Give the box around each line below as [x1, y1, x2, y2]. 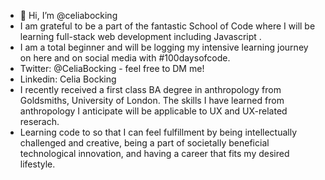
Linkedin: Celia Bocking [19, 73, 117, 85]
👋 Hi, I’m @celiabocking [19, 10, 118, 21]
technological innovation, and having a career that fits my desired [19, 148, 290, 159]
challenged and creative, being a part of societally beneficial [19, 137, 270, 149]
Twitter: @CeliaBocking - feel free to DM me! [19, 63, 205, 74]
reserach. [19, 116, 60, 127]
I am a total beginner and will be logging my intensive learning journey [19, 41, 309, 53]
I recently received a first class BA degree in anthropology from [19, 84, 282, 95]
